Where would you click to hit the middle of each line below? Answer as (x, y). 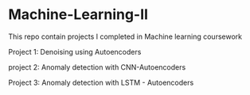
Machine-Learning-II (78, 15)
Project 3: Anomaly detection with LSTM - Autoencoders (101, 82)
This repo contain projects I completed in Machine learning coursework (125, 36)
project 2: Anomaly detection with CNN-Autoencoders (97, 67)
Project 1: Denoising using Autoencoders (75, 51)
